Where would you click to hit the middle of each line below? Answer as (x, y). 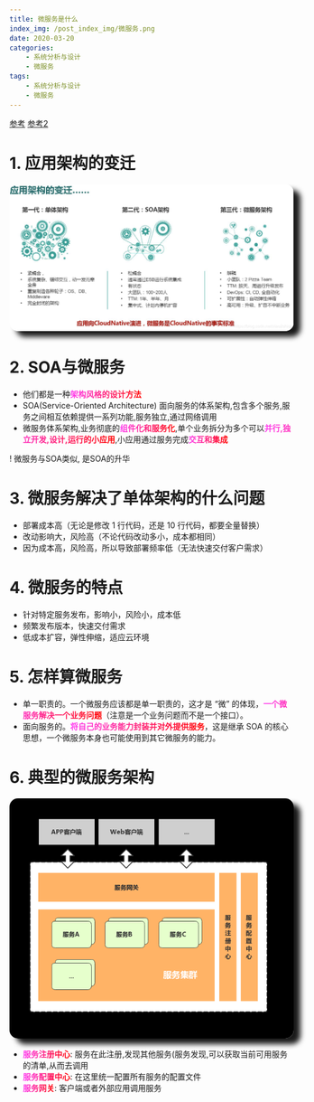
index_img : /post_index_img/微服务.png (82, 28)
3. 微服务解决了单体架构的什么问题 (137, 499)
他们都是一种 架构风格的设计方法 (82, 394)
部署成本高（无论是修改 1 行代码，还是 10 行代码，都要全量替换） (143, 525)
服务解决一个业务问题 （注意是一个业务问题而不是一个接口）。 (135, 715)
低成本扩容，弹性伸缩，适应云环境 (86, 636)
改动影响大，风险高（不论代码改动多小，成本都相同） (121, 536)
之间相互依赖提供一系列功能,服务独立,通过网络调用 (124, 417)
